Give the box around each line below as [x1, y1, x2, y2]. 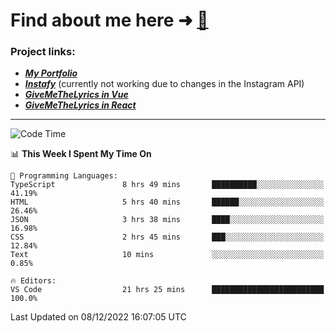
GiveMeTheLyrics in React [24, 99, 137, 111]
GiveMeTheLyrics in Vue [24, 89, 129, 101]
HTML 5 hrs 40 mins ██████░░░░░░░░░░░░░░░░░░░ [10, 197, 325, 208]
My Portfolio [24, 67, 78, 79]
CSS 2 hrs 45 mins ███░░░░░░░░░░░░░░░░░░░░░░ [10, 232, 325, 243]
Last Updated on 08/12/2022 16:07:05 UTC [10, 311, 187, 323]
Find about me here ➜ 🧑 [10, 9, 209, 32]
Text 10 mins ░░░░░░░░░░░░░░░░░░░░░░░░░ [10, 250, 325, 260]
